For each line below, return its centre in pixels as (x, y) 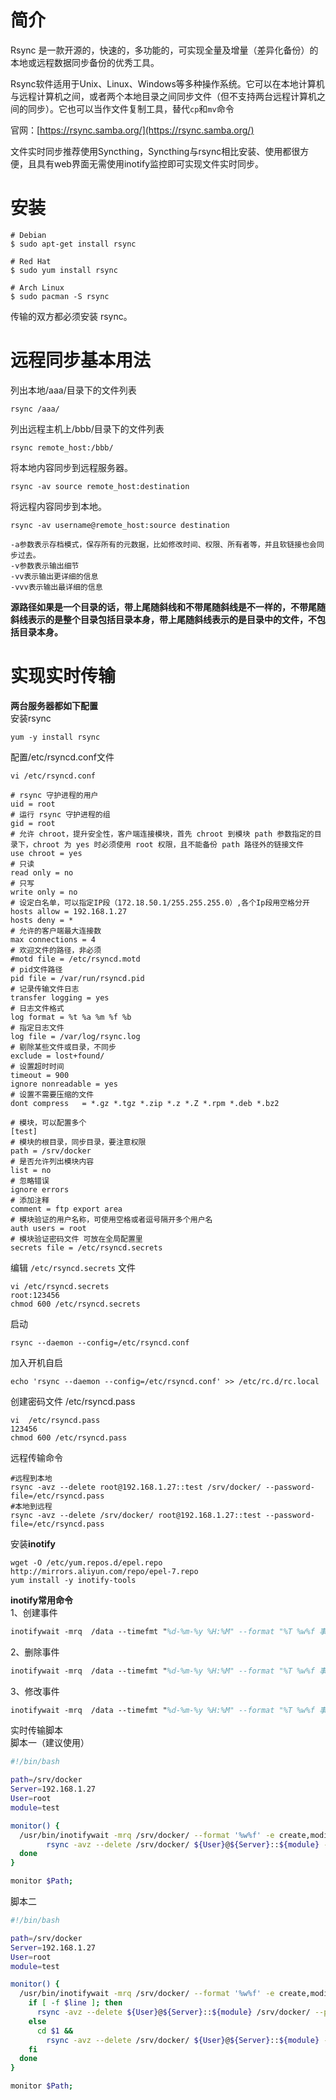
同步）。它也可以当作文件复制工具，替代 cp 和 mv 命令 (131, 108)
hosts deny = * (42, 920)
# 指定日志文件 (37, 1027)
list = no (31, 1170)
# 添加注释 (30, 1200)
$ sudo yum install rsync (64, 270)
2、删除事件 (35, 1652)
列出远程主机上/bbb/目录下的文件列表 (87, 428)
